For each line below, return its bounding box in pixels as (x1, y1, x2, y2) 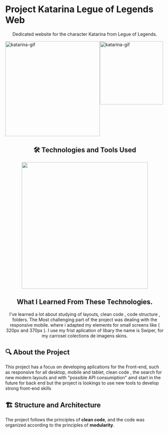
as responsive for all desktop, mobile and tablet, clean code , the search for (5, 369, 162, 375)
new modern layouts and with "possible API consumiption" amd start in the (5, 375, 161, 381)
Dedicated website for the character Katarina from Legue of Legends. (12, 31, 157, 37)
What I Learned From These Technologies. (17, 298, 153, 306)
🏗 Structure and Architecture (5, 401, 101, 409)
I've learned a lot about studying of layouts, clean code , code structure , (9, 311, 160, 317)
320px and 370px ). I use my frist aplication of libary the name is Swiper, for (6, 327, 164, 333)
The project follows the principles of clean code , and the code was (5, 417, 145, 423)
